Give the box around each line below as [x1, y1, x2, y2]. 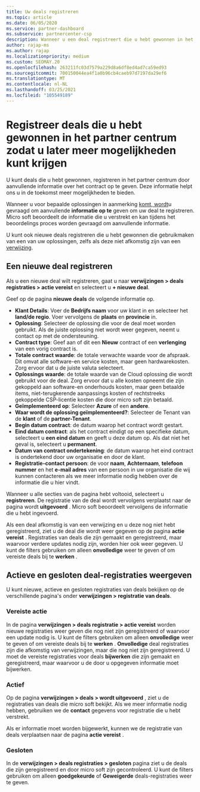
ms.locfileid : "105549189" [6, 92, 73, 98]
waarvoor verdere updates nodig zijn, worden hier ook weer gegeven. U [6, 540, 183, 547]
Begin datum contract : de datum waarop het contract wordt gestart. [14, 421, 184, 428]
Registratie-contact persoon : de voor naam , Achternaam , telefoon [14, 460, 183, 467]
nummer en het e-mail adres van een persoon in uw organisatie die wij [14, 465, 190, 473]
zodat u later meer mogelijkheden [6, 143, 176, 157]
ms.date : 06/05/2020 [6, 20, 58, 26]
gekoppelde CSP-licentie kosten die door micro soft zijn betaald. [14, 396, 174, 403]
